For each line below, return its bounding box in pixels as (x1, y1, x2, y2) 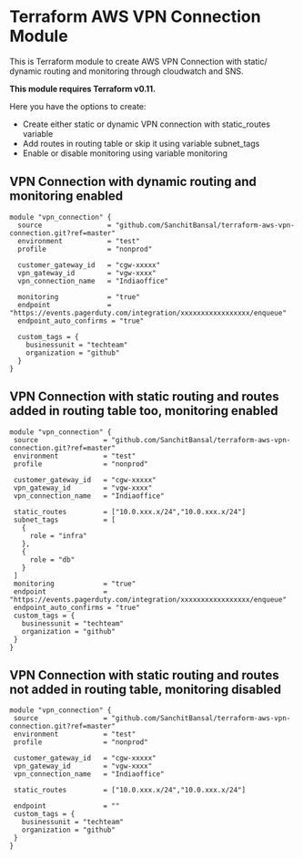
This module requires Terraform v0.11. (9, 83, 157, 94)
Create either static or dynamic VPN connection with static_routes (22, 119, 271, 129)
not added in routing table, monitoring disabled (9, 681, 282, 697)
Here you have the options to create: (9, 100, 147, 111)
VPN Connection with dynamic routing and (9, 174, 258, 190)
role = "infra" (29, 531, 88, 540)
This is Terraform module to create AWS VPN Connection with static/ (9, 56, 268, 67)
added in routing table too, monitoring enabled (9, 403, 279, 419)
